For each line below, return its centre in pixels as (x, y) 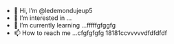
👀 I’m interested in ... (43, 18)
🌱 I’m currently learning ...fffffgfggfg (65, 25)
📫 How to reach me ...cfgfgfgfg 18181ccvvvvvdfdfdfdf (90, 33)
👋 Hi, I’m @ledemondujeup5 (53, 11)
